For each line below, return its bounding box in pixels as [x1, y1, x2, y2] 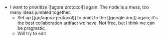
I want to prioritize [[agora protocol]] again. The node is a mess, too [9, 4, 150, 10]
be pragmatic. [17, 25, 46, 31]
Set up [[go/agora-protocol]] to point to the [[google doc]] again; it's [17, 15, 158, 20]
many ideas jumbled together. [9, 9, 71, 15]
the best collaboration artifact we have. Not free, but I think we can [17, 20, 155, 26]
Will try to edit [17, 31, 46, 36]
